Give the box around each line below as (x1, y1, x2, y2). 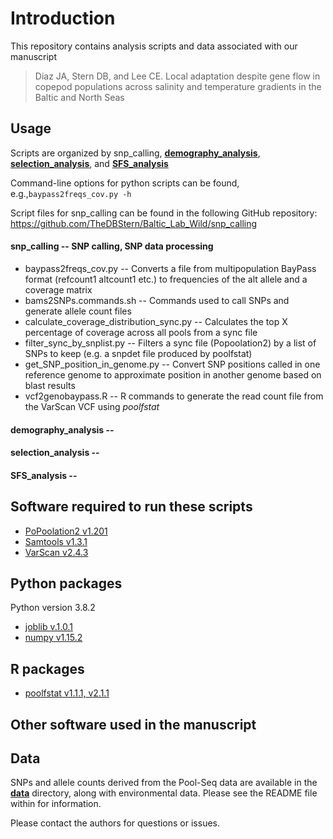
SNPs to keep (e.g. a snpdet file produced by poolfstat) (24, 347, 253, 359)
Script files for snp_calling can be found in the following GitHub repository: (10, 207, 318, 219)
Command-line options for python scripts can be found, (10, 177, 240, 189)
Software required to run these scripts (10, 498, 253, 516)
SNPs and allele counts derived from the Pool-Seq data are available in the (10, 777, 318, 789)
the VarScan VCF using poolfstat (24, 400, 160, 412)
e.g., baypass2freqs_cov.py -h (10, 187, 132, 199)
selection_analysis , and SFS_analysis (10, 157, 169, 169)
